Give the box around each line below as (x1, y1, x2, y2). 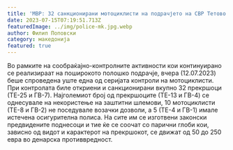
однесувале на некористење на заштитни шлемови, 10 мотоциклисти (7, 99, 216, 106)
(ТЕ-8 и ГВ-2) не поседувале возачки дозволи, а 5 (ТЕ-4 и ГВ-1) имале (7, 106, 218, 114)
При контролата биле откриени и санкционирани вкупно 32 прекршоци (7, 84, 222, 92)
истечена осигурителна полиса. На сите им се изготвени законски (7, 113, 207, 122)
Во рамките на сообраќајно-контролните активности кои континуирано (7, 62, 222, 69)
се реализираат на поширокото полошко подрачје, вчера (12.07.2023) (7, 69, 216, 77)
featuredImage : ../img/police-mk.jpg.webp (7, 23, 133, 30)
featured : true (7, 42, 52, 49)
